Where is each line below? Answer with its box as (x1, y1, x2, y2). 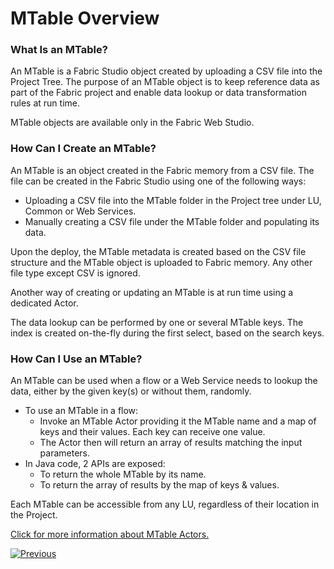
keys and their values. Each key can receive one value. (39, 426, 266, 438)
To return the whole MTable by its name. (39, 468, 207, 481)
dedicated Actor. (10, 297, 79, 309)
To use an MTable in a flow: (24, 405, 139, 417)
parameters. (39, 447, 91, 459)
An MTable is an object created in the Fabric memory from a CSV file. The (10, 164, 315, 176)
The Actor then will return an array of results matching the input (39, 437, 303, 449)
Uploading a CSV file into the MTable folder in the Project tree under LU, (24, 194, 322, 206)
